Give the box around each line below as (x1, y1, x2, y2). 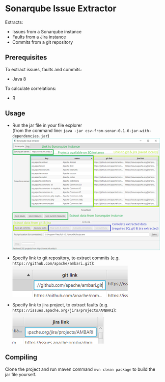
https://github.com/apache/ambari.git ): (12, 260, 95, 266)
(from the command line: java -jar (12, 127, 83, 133)
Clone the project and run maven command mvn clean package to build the (5, 366, 156, 372)
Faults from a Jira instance (12, 34, 66, 40)
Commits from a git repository (12, 39, 73, 45)
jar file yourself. (5, 371, 37, 377)
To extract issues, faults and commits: (5, 66, 82, 72)
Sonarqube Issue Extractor (5, 3, 117, 14)
